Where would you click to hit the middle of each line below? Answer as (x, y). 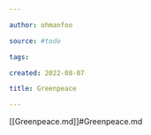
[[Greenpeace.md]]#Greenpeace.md (76, 122)
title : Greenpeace (43, 89)
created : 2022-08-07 (47, 73)
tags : (19, 57)
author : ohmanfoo (41, 25)
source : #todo (35, 41)
